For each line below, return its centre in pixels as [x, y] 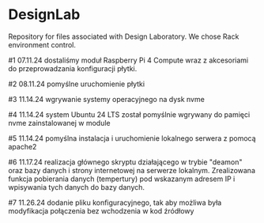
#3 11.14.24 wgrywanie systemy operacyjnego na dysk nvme [107, 99]
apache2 [23, 146]
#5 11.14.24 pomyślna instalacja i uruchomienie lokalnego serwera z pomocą [132, 138]
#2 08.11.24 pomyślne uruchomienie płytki [76, 84]
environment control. [42, 44]
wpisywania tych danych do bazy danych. [76, 187]
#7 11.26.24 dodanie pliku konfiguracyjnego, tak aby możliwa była [115, 202]
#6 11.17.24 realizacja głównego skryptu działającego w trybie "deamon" [125, 162]
